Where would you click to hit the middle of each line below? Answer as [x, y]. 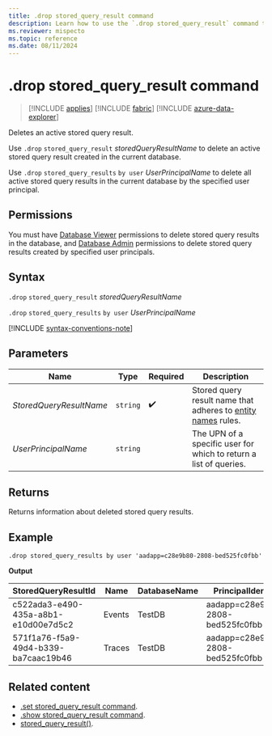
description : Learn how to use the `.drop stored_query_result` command [134, 23]
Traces [117, 648]
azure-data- [214, 108]
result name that [223, 400]
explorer [42, 117]
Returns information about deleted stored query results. [101, 512]
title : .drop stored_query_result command [81, 16]
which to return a [224, 454]
